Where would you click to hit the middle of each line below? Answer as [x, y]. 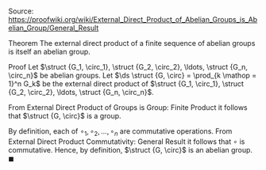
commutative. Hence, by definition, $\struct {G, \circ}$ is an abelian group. [130, 149]
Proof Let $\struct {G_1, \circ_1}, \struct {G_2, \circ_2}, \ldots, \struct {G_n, [128, 67]
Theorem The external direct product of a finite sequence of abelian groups [132, 43]
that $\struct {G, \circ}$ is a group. [65, 116]
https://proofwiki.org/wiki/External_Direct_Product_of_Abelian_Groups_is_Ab [133, 20]
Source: [21, 11]
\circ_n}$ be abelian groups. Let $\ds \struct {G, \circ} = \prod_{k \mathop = [133, 76]
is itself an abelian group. [50, 52]
